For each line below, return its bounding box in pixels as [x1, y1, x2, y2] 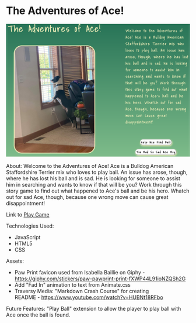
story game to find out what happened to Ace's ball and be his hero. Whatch [6, 187, 190, 194]
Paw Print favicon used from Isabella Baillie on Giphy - [14, 269, 145, 276]
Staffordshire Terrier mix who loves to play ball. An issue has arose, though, [6, 169, 188, 176]
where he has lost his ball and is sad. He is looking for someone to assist [6, 175, 181, 182]
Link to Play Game [6, 211, 50, 218]
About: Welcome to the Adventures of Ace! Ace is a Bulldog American [6, 163, 174, 170]
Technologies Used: [6, 222, 54, 229]
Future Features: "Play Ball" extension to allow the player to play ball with [6, 305, 181, 312]
